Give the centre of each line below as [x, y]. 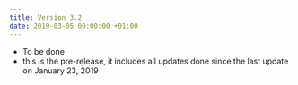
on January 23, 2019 [60, 70]
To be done [44, 51]
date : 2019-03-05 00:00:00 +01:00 [74, 26]
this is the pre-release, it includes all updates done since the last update [155, 61]
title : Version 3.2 [46, 17]
